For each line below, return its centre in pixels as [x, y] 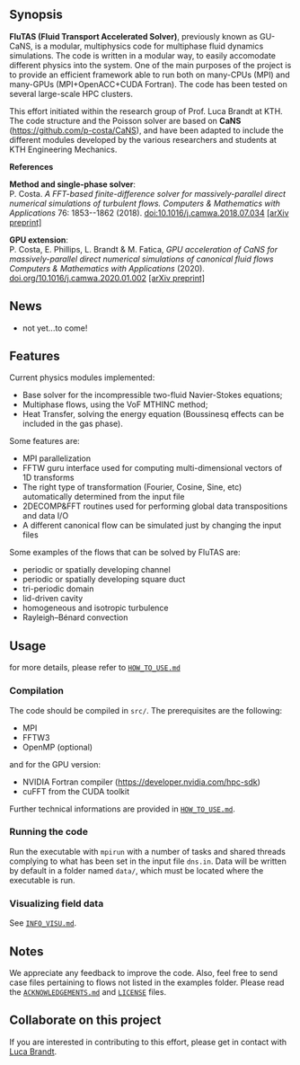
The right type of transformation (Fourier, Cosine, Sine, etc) [132, 487]
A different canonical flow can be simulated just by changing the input [152, 526]
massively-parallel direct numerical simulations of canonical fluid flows [141, 259]
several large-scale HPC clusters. [71, 93]
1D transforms [48, 478]
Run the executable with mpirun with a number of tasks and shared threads [147, 851]
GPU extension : [39, 240]
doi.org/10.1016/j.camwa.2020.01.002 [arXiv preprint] [107, 278]
